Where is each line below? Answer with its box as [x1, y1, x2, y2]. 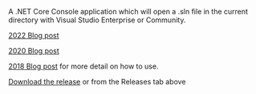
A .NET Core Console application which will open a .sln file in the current [8, 7, 249, 16]
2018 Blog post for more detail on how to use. [8, 61, 159, 71]
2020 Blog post [8, 46, 60, 55]
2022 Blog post [8, 31, 59, 40]
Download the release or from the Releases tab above [8, 77, 186, 86]
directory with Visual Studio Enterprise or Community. [8, 15, 186, 25]
